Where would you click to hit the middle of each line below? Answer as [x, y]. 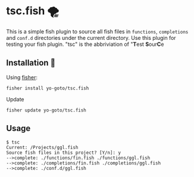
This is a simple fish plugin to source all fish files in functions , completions [97, 31]
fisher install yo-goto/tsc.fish [48, 88]
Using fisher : [22, 77]
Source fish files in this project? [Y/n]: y [63, 153]
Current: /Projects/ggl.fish [42, 147]
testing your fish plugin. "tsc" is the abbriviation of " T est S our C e [85, 44]
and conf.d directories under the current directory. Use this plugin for [91, 38]
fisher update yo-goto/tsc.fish [46, 110]
